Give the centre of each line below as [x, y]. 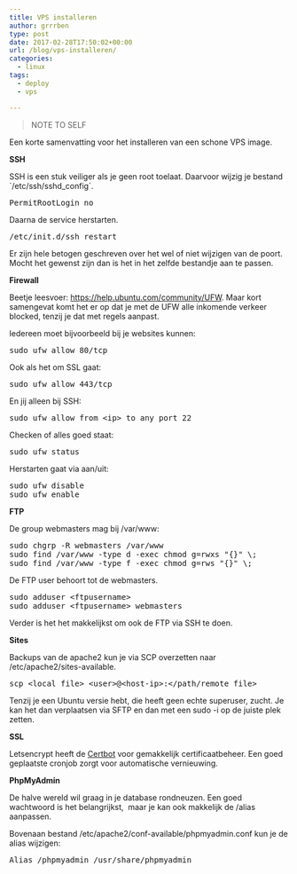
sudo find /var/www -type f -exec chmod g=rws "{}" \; [131, 563]
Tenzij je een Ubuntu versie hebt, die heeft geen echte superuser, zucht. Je [147, 700]
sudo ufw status [44, 452]
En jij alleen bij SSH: [45, 401]
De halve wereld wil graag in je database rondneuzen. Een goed [125, 797]
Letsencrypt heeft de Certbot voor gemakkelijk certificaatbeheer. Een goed [146, 753]
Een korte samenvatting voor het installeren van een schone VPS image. [141, 142]
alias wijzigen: [35, 843]
